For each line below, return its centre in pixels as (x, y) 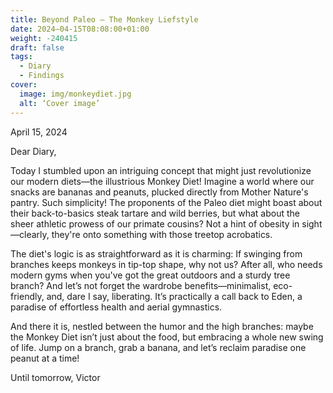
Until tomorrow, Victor (55, 377)
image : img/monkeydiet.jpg (75, 94)
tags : (21, 57)
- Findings (42, 76)
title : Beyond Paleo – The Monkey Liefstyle (104, 19)
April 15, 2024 (39, 132)
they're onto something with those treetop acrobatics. (162, 234)
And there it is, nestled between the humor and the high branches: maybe (162, 326)
